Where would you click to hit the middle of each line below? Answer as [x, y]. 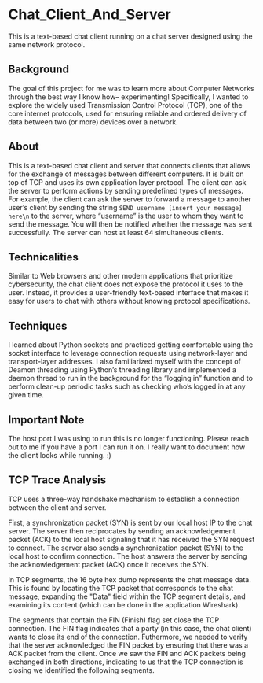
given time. [26, 395]
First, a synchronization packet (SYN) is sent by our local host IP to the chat [130, 522]
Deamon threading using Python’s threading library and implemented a [122, 370]
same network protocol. [47, 44]
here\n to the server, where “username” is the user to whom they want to [126, 216]
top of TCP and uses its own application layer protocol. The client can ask [127, 182]
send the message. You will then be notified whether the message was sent [130, 224]
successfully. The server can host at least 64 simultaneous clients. [116, 232]
